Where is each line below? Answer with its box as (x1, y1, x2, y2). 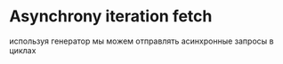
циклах (9, 44, 36, 55)
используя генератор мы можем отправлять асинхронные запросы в (9, 36, 274, 46)
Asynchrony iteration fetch (9, 6, 213, 27)
